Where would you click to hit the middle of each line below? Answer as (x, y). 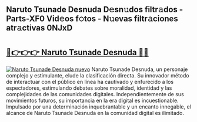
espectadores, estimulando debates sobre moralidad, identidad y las (89, 88)
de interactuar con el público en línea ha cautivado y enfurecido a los (90, 82)
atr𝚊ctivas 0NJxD (39, 28)
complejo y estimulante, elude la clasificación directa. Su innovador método (98, 75)
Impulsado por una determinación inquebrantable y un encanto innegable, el (98, 107)
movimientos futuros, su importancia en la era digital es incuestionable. (92, 100)
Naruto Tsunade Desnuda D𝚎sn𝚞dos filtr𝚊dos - (95, 10)
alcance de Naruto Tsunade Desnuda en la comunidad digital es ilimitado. (95, 113)
